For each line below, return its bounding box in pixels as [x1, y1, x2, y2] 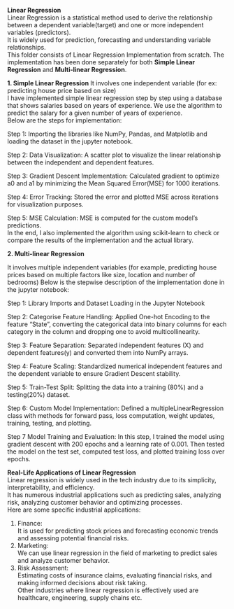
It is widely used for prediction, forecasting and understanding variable [7, 36, 212, 44]
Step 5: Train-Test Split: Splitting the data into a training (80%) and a [7, 383, 204, 391]
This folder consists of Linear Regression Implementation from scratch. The [7, 50, 225, 59]
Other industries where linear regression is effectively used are [17, 586, 199, 594]
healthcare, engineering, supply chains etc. [17, 594, 142, 601]
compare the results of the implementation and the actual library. [7, 236, 194, 244]
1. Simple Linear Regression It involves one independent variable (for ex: [7, 79, 217, 87]
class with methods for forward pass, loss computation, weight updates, [7, 412, 215, 419]
